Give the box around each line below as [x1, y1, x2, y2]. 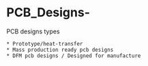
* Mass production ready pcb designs [6, 46, 114, 53]
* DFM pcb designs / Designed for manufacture [6, 52, 141, 59]
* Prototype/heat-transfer [6, 40, 83, 47]
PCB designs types [6, 27, 60, 35]
